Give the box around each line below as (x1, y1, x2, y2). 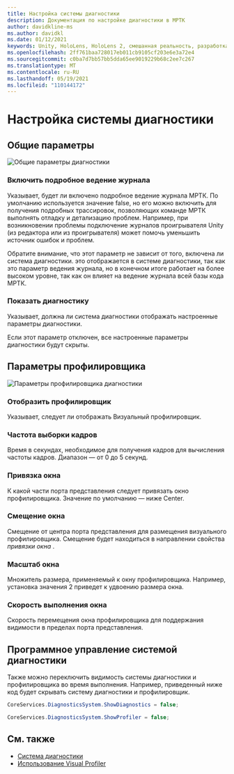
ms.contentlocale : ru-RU (7, 68, 79, 75)
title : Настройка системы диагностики (7, 10, 120, 17)
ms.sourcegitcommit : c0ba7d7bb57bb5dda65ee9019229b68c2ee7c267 (7, 56, 195, 63)
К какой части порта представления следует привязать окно (7, 486, 189, 495)
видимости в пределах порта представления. (7, 623, 143, 632)
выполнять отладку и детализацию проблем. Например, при (7, 214, 189, 222)
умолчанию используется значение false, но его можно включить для (7, 198, 217, 207)
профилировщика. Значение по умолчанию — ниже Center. (7, 493, 185, 503)
